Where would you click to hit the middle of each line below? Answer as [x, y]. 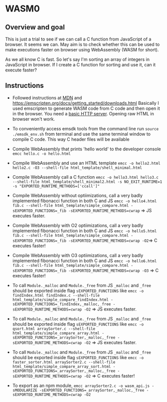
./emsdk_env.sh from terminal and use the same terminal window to [82, 134]
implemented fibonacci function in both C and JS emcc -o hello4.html [84, 201]
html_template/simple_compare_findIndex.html [60, 300]
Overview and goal [35, 27]
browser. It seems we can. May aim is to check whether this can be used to [83, 44]
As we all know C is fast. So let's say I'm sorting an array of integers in [77, 59]
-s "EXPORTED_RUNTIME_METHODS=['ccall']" [56, 186]
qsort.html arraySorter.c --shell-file [54, 329]
